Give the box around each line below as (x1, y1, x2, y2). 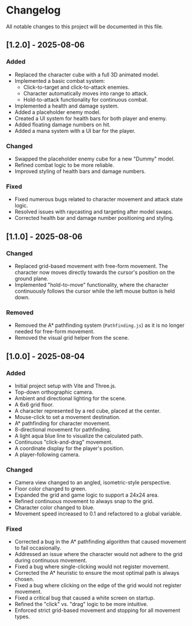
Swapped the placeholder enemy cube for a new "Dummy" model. (14, 155, 175, 162)
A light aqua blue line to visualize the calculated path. (14, 432, 143, 439)
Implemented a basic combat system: (14, 77, 105, 84)
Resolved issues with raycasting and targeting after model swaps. (14, 208, 174, 215)
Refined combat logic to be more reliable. (14, 161, 114, 168)
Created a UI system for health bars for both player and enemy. (14, 115, 167, 122)
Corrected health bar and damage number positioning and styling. (14, 215, 174, 222)
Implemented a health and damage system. (14, 102, 119, 109)
